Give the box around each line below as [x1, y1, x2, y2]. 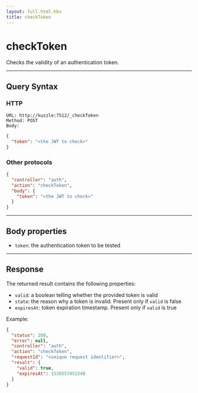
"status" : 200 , [11, 332, 49, 338]
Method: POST [6, 118, 38, 124]
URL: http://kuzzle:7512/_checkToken [6, 113, 99, 118]
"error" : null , [11, 338, 49, 344]
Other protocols [6, 158, 52, 166]
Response [6, 265, 44, 275]
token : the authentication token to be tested [14, 242, 121, 249]
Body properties [6, 226, 67, 236]
